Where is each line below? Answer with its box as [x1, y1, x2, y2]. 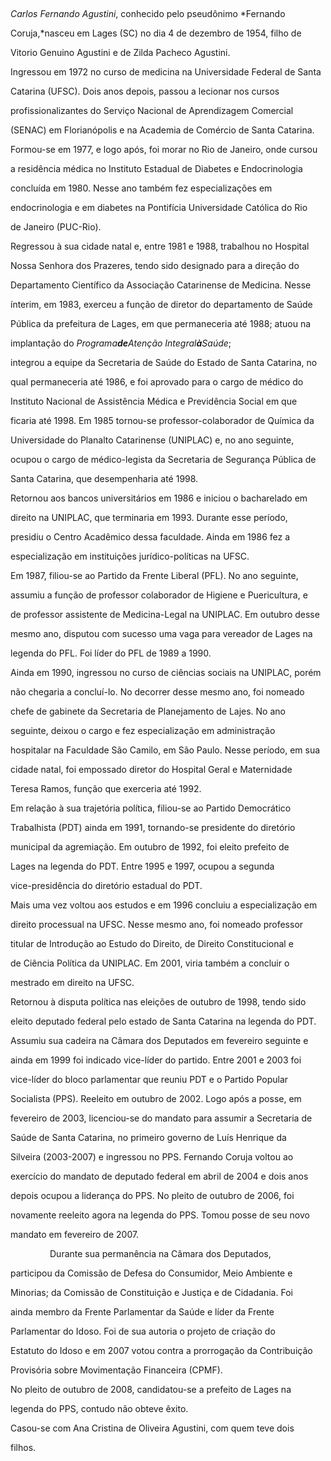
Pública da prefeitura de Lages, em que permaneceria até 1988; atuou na [10, 318, 312, 329]
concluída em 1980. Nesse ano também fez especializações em [10, 182, 273, 194]
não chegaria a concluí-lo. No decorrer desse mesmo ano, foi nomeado [10, 686, 305, 698]
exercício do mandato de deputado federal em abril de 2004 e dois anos [10, 1170, 309, 1182]
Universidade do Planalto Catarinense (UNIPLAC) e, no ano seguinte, [10, 434, 295, 446]
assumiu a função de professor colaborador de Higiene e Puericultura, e [10, 589, 308, 601]
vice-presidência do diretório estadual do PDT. [10, 880, 203, 891]
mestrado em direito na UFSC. [10, 977, 135, 988]
